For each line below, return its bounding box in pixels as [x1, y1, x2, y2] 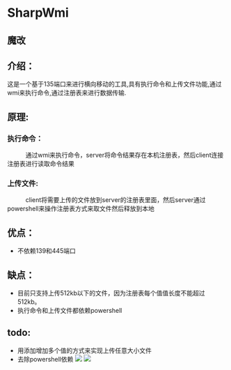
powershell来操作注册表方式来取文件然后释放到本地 [7, 204, 154, 213]
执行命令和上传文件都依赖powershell [17, 307, 122, 314]
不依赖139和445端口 [17, 247, 77, 255]
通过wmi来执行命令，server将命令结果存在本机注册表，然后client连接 [25, 151, 224, 160]
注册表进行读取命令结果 [7, 160, 74, 168]
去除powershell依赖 [17, 355, 74, 363]
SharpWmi [7, 5, 70, 21]
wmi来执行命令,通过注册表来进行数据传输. [7, 88, 127, 97]
